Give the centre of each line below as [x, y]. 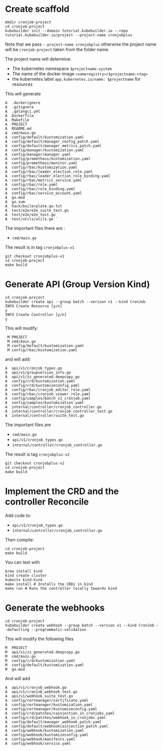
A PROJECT [16, 124]
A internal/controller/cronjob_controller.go [53, 407]
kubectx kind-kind [24, 580]
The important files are [28, 425]
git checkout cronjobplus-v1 [35, 256]
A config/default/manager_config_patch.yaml [52, 141]
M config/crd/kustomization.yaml [40, 660]
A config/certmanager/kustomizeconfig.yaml [51, 709]
